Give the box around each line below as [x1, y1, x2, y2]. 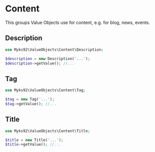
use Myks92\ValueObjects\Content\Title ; [5, 128, 91, 134]
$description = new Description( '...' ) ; [5, 56, 91, 61]
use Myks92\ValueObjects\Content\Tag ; [5, 88, 86, 93]
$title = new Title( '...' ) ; [5, 138, 64, 143]
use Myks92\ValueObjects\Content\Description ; [5, 47, 104, 52]
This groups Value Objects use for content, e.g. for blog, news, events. [5, 19, 151, 25]
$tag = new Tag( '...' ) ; [5, 97, 55, 102]
